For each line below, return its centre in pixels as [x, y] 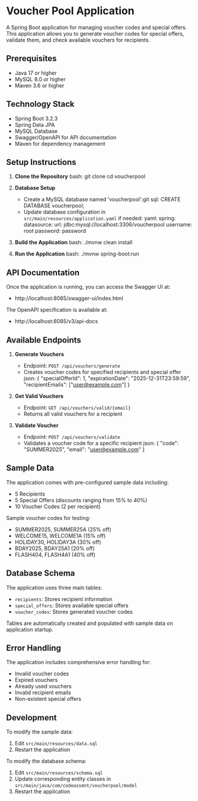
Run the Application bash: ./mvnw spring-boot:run [77, 254]
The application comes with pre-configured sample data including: [87, 482]
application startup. [30, 629]
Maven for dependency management [60, 143]
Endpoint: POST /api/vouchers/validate [72, 437]
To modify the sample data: [39, 732]
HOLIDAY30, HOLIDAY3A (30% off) [58, 542]
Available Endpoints [44, 340]
